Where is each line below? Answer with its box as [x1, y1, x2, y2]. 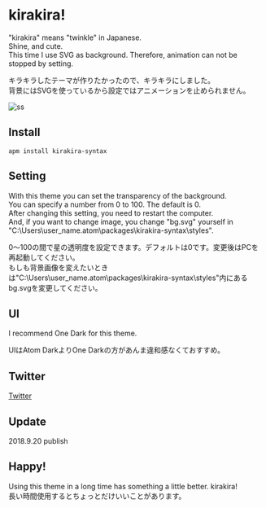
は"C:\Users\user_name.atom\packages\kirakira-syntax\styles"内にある [8, 273, 248, 282]
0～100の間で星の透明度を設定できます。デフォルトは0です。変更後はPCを [8, 242, 259, 252]
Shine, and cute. [8, 41, 63, 50]
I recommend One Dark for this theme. [8, 328, 137, 339]
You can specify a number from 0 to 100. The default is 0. [8, 199, 202, 209]
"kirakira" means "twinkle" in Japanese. [8, 33, 142, 42]
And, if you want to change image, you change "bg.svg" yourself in [8, 217, 233, 226]
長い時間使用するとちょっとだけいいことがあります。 [8, 491, 186, 501]
